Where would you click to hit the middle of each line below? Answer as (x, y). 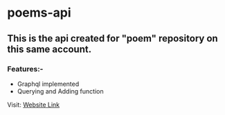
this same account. (49, 49)
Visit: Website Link (34, 105)
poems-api (39, 13)
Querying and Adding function (60, 91)
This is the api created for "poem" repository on (112, 38)
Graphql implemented (48, 84)
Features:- (25, 69)
